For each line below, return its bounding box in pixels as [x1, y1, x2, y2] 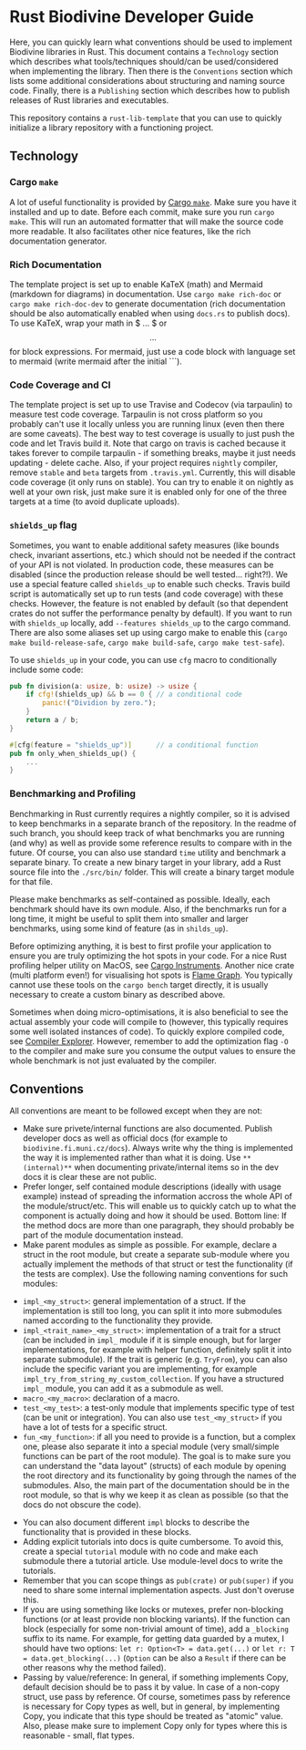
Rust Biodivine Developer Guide [9, 6, 254, 27]
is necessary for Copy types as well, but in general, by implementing [22, 1701, 280, 1712]
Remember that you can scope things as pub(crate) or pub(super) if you [22, 1575, 294, 1586]
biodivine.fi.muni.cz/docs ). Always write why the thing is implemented [22, 1143, 293, 1154]
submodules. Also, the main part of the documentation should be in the [22, 1480, 290, 1491]
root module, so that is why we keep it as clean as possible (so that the [22, 1489, 290, 1501]
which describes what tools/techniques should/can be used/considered [9, 56, 280, 67]
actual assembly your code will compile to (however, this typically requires [9, 1016, 289, 1027]
